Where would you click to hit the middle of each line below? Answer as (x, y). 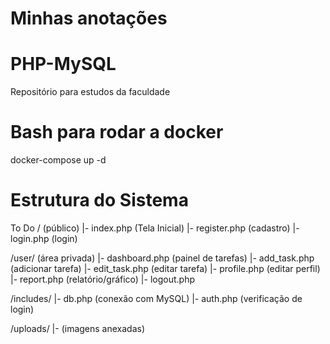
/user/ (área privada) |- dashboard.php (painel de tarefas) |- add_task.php (162, 258)
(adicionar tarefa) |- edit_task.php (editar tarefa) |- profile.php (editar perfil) (165, 268)
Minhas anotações (89, 18)
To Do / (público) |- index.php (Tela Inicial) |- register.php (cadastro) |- (155, 228)
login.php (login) (44, 238)
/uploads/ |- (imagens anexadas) (78, 328)
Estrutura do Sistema (99, 200)
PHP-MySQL (63, 64)
